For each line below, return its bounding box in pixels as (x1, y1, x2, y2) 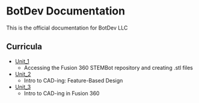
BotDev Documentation (6, 4, 125, 18)
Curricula (6, 42, 42, 52)
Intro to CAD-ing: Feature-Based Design (23, 76, 123, 84)
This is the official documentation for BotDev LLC (6, 24, 128, 31)
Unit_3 (14, 83, 31, 90)
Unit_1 (14, 57, 30, 64)
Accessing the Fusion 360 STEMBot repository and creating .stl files (23, 64, 194, 71)
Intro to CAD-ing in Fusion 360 (23, 89, 100, 97)
